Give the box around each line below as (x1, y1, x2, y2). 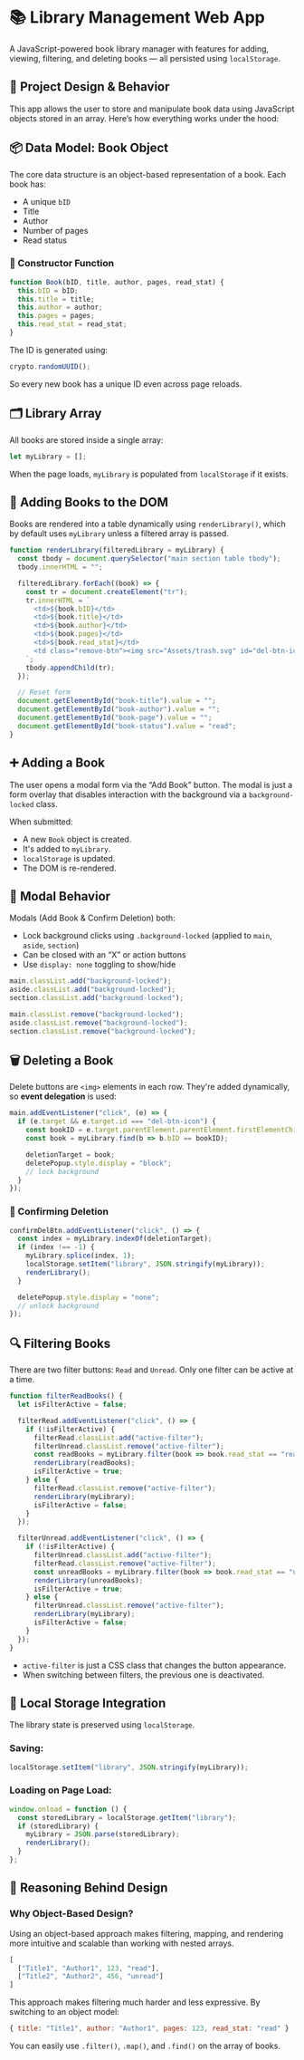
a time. (9, 1374, 35, 1385)
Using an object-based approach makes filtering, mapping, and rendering (9, 1928, 283, 1939)
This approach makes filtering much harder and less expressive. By (9, 1997, 261, 2007)
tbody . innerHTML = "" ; (17, 563, 103, 572)
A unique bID (22, 196, 71, 207)
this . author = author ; (17, 303, 103, 313)
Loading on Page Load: (9, 1784, 112, 1796)
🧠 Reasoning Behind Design (9, 1881, 168, 1896)
